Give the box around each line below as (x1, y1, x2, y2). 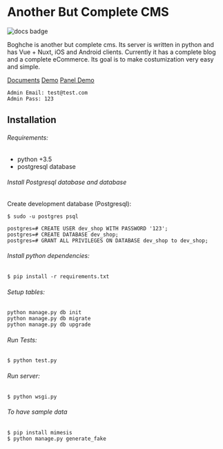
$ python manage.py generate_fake (7, 435, 107, 442)
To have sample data (7, 407, 68, 416)
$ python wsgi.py (7, 393, 57, 400)
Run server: (7, 372, 40, 380)
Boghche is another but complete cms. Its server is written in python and (7, 40, 214, 48)
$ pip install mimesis (7, 429, 72, 436)
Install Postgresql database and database (7, 178, 127, 187)
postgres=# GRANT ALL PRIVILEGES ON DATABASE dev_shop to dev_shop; (7, 237, 209, 244)
